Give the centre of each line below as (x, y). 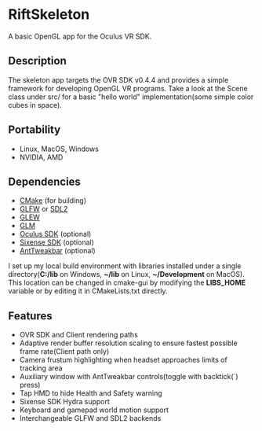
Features (30, 316)
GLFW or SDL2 (44, 209)
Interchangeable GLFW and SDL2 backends (90, 418)
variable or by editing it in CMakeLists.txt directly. (88, 291)
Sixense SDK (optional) (56, 242)
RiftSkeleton (49, 15)
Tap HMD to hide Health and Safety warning (91, 393)
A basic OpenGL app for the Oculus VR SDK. (80, 36)
